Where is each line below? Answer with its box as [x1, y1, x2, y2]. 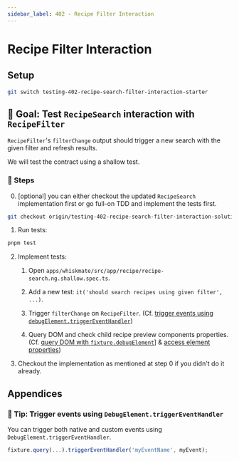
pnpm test [7, 239, 37, 247]
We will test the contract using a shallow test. [7, 157, 140, 166]
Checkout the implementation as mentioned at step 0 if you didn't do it [17, 359, 225, 368]
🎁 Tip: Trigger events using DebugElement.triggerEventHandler [7, 409, 224, 419]
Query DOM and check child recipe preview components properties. [28, 331, 229, 339]
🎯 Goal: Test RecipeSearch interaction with [7, 108, 195, 120]
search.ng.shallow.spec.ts [28, 275, 109, 282]
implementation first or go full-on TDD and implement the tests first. [17, 199, 217, 207]
